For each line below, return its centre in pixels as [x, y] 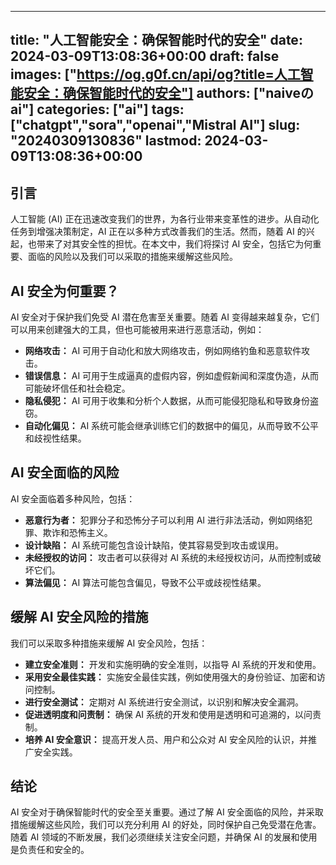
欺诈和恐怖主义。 [77, 532]
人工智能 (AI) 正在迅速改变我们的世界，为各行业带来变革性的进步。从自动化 [165, 219]
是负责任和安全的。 [50, 850]
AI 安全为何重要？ [65, 291]
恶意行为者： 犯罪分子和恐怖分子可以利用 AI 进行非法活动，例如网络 [164, 520]
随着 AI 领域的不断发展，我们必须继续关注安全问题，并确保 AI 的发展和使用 [164, 837]
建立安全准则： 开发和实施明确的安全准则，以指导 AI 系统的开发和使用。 [173, 664]
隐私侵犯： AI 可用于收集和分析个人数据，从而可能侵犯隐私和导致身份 [167, 401]
